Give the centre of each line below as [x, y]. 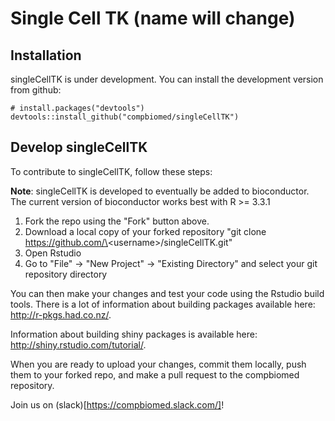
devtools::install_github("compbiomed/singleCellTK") [125, 117]
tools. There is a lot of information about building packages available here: [163, 304]
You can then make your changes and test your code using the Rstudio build [167, 293]
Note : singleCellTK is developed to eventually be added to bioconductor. [160, 191]
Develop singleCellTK [79, 147]
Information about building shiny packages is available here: [134, 334]
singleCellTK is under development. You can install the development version [167, 79]
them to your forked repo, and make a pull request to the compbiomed [155, 374]
